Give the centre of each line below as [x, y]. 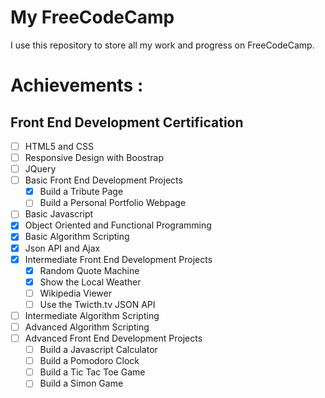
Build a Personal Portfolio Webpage [113, 203]
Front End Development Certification [127, 122]
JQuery [40, 169]
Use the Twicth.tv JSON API [97, 304]
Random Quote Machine [89, 270]
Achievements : [77, 85]
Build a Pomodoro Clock [89, 361]
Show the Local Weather [90, 282]
